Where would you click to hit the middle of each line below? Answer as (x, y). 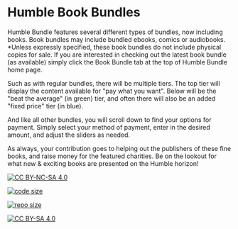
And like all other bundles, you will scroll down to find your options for (109, 119)
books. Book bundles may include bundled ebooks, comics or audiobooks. (117, 39)
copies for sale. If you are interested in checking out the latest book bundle (117, 55)
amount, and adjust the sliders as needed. (69, 135)
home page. (25, 69)
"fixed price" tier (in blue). (45, 106)
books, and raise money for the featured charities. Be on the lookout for (112, 156)
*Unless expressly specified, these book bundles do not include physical (114, 47)
